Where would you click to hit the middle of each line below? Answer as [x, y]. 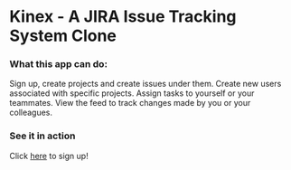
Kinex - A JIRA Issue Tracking [123, 17]
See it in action [42, 136]
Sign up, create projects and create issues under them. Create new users [145, 84]
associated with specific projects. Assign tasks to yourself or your [132, 93]
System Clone [63, 36]
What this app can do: [59, 64]
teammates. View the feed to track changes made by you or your [130, 103]
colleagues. [31, 113]
